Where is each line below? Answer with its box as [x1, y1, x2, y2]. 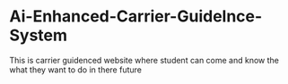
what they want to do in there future [9, 64, 142, 75]
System [9, 25, 68, 46]
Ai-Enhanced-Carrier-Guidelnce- [9, 6, 263, 27]
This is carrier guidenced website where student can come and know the [9, 55, 280, 65]
